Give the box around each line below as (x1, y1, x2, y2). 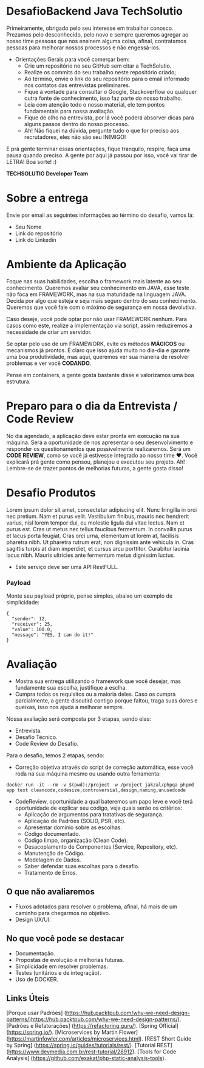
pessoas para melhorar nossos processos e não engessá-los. (6, 44, 161, 51)
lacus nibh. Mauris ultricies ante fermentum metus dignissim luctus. (6, 551, 175, 559)
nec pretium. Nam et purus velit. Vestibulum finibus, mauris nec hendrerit (6, 512, 189, 520)
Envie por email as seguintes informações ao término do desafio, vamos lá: (6, 211, 194, 219)
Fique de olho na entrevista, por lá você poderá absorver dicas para (24, 114, 194, 121)
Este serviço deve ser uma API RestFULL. (15, 563, 119, 570)
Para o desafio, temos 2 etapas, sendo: (6, 751, 104, 759)
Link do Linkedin (15, 236, 56, 243)
